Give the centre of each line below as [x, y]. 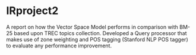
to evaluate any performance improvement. [59, 46]
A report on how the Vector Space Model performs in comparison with [92, 27]
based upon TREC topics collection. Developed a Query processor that [100, 33]
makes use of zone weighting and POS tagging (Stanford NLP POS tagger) [97, 39]
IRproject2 [32, 11]
